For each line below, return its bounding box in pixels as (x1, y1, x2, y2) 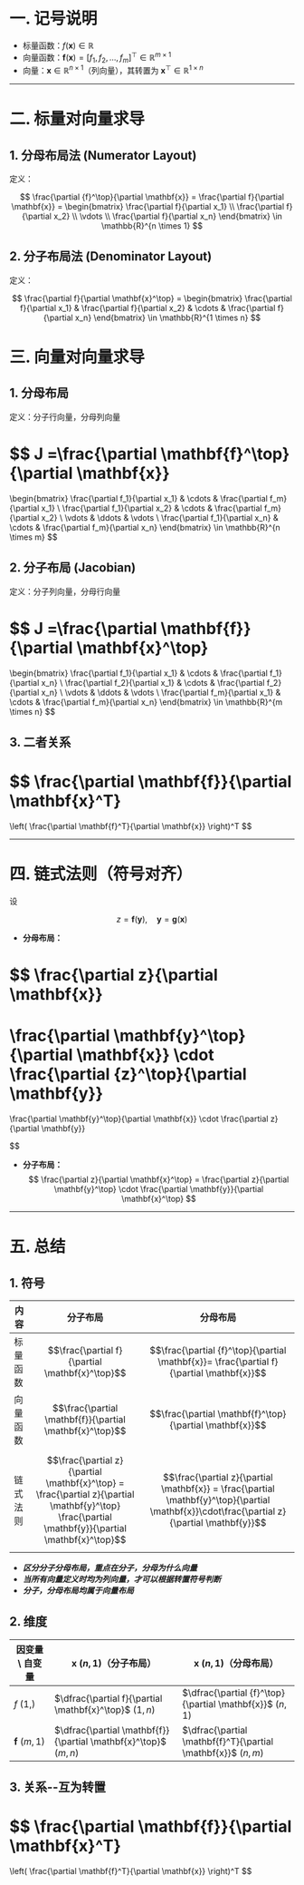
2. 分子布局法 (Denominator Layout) (9, 249, 213, 264)
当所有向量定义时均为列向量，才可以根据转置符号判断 (22, 1573, 222, 1584)
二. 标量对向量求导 (9, 109, 146, 130)
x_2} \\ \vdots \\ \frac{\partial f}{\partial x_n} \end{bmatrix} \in (53, 210, 283, 222)
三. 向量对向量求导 (9, 347, 146, 367)
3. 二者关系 (9, 734, 71, 749)
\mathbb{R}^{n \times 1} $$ (100, 220, 204, 231)
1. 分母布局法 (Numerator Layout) (9, 147, 197, 163)
